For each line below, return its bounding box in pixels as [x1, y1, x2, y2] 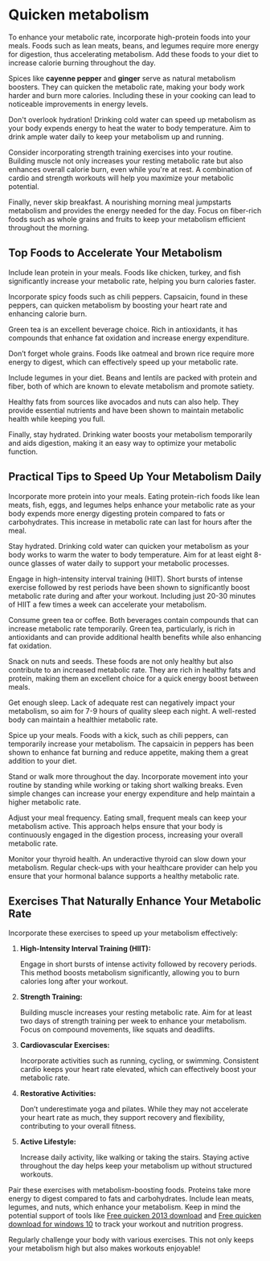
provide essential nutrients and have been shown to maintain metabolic [8, 405, 244, 415]
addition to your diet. [8, 756, 77, 765]
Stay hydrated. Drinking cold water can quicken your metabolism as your [8, 541, 249, 550]
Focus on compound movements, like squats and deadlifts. [19, 1024, 215, 1035]
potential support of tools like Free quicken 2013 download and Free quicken [8, 1211, 262, 1221]
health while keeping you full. [8, 414, 106, 423]
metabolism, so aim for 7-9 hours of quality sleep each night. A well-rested [8, 706, 257, 715]
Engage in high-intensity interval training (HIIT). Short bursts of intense [8, 574, 243, 583]
